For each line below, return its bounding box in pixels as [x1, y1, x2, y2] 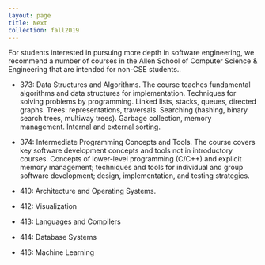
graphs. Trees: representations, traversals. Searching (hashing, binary [19, 105, 248, 115]
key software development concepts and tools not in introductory [19, 146, 233, 155]
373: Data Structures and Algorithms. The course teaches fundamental [19, 80, 251, 89]
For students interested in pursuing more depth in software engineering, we [8, 48, 255, 58]
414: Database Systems [19, 233, 97, 242]
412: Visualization [19, 202, 78, 211]
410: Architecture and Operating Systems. [19, 187, 157, 196]
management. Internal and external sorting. [19, 122, 161, 131]
